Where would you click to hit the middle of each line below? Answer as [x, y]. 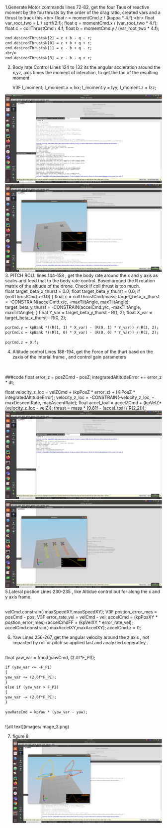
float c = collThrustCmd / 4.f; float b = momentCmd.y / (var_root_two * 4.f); [82, 28]
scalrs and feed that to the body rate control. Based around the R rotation [80, 281]
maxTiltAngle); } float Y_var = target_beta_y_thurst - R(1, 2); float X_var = [79, 312]
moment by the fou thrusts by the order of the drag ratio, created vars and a [83, 12]
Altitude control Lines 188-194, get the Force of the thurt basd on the [83, 352]
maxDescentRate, [23, 403]
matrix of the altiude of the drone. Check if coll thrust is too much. [73, 286]
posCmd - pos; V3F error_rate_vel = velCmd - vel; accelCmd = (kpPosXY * [82, 617]
